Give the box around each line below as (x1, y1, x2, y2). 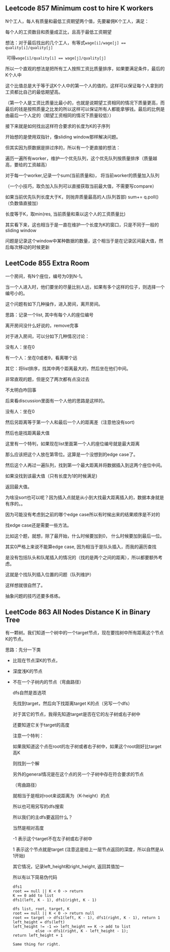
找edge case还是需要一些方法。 (5, 522, 72, 528)
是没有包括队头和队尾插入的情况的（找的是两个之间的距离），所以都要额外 (5, 554, 158, 560)
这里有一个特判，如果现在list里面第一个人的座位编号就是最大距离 (5, 440, 140, 446)
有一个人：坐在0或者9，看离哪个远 (5, 354, 77, 360)
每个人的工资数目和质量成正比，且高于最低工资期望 (5, 29, 112, 35)
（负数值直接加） (5, 200, 41, 206)
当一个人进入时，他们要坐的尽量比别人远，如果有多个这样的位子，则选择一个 (5, 284, 165, 290)
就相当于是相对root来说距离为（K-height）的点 (12, 793, 110, 799)
